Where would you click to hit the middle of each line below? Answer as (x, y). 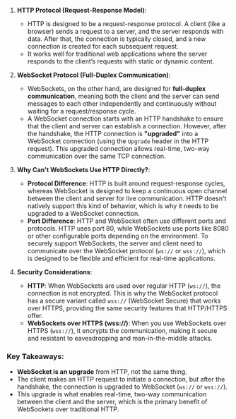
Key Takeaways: (35, 356)
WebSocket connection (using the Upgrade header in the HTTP (118, 141)
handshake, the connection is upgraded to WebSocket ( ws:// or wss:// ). (122, 387)
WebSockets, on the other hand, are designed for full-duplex (117, 89)
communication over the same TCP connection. (97, 156)
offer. (35, 316)
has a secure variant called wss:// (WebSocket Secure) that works (124, 300)
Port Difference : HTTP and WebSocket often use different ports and (127, 221)
